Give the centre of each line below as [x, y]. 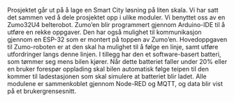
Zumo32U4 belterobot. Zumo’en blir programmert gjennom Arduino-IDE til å [116, 25]
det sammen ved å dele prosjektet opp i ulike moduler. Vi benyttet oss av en [116, 17]
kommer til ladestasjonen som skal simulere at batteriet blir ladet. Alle [107, 76]
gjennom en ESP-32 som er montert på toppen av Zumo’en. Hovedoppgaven [117, 40]
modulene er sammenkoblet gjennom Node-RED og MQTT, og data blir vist [115, 84]
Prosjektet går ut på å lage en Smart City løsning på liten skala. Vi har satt [113, 10]
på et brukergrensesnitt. [42, 91]
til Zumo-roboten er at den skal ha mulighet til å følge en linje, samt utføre [113, 47]
